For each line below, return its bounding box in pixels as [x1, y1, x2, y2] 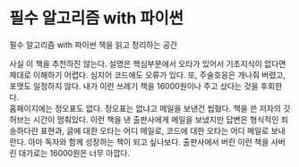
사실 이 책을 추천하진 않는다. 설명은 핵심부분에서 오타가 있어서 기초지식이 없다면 [9, 58, 286, 69]
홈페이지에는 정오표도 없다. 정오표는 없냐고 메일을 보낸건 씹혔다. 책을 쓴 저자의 [9, 103, 282, 113]
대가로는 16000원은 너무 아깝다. [18, 147, 131, 158]
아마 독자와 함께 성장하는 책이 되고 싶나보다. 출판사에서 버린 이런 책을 [28, 136, 269, 147]
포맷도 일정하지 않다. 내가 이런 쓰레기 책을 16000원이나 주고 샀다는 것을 [9, 80, 259, 91]
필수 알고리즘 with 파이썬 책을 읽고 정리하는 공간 [9, 39, 177, 50]
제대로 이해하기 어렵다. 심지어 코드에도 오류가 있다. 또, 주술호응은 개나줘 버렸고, [9, 69, 286, 80]
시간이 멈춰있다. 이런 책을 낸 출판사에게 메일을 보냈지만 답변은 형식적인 [32, 113, 279, 125]
